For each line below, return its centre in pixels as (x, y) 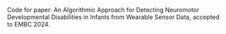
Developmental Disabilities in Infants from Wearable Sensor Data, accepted (113, 17)
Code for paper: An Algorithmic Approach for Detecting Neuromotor (103, 10)
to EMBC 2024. (29, 24)
